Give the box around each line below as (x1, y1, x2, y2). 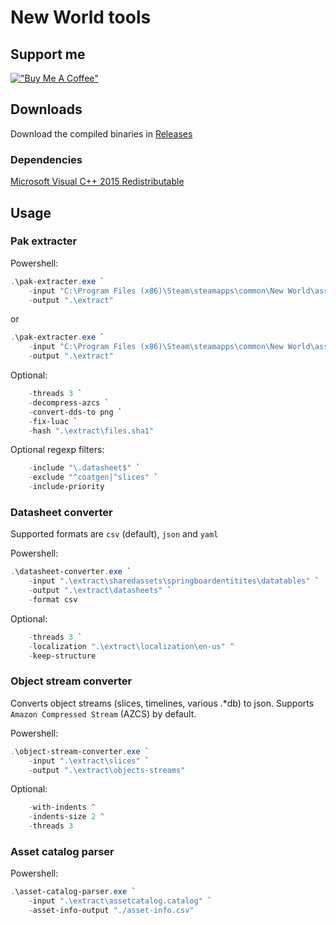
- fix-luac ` (28, 416, 78, 426)
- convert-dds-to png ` (28, 407, 123, 417)
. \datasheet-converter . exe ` (10, 567, 132, 577)
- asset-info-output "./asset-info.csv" (28, 906, 195, 916)
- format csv (28, 594, 78, 605)
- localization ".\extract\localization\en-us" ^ (28, 641, 235, 651)
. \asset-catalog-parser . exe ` (10, 887, 137, 897)
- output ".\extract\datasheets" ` (28, 586, 172, 596)
